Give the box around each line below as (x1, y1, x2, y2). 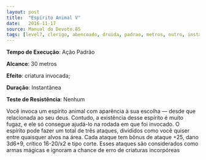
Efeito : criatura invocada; (6, 72, 71, 79)
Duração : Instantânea (6, 84, 61, 92)
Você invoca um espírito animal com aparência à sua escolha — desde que (6, 107, 196, 115)
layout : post (6, 9, 40, 15)
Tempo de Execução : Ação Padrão (6, 48, 95, 56)
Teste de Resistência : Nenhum (6, 96, 85, 103)
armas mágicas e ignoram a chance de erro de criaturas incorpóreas (6, 147, 180, 154)
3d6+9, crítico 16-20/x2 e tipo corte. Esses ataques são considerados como (6, 140, 199, 147)
